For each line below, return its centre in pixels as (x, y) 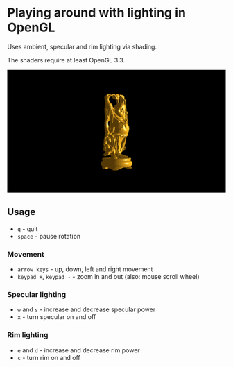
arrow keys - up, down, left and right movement (85, 269)
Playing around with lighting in (96, 13)
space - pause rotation (49, 236)
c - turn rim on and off (49, 357)
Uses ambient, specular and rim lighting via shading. (82, 46)
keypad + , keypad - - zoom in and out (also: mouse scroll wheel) (108, 277)
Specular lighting (37, 294)
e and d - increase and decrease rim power (78, 350)
